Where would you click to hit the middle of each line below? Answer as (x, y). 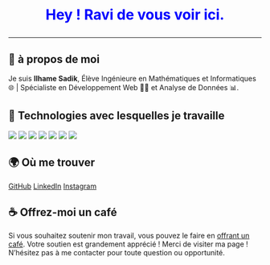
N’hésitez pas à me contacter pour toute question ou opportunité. (117, 253)
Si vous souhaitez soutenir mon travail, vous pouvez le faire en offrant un (129, 236)
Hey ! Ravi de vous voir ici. (135, 15)
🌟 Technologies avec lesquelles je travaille (117, 116)
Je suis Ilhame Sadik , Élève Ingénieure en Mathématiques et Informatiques (133, 79)
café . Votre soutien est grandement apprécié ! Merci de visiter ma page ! (129, 244)
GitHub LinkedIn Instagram (53, 186)
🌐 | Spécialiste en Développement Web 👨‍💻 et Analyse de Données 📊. (124, 87)
